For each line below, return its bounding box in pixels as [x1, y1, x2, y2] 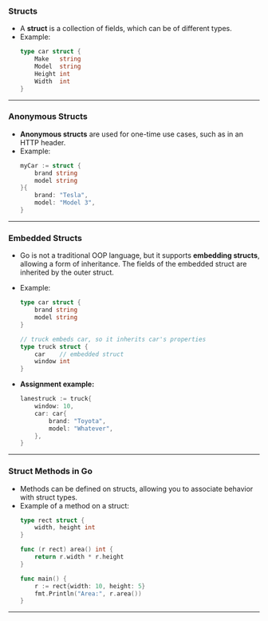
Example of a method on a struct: [19, 500, 130, 510]
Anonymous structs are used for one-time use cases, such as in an [19, 129, 243, 139]
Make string [34, 55, 81, 63]
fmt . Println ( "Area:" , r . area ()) [34, 589, 142, 598]
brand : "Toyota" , [49, 417, 106, 425]
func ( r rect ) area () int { [19, 545, 114, 554]
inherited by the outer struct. [19, 267, 114, 277]
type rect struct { [19, 516, 85, 524]
